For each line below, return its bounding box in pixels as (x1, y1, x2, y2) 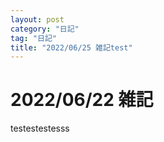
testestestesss (10, 122, 70, 135)
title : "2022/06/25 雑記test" (10, 42, 133, 53)
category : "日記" (10, 24, 80, 34)
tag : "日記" (10, 33, 57, 43)
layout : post (10, 14, 65, 25)
